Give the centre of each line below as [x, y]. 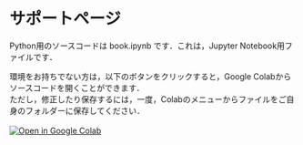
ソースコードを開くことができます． [77, 88]
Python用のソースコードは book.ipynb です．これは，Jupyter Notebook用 [147, 46]
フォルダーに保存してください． [85, 110]
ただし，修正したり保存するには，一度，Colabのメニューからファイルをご [148, 99]
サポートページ [65, 19]
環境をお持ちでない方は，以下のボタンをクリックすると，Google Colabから [151, 76]
